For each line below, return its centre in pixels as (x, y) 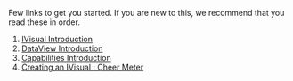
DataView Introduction (62, 48)
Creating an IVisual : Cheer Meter (82, 67)
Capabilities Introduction (66, 58)
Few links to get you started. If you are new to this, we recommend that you (146, 13)
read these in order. (45, 22)
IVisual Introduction (57, 39)
